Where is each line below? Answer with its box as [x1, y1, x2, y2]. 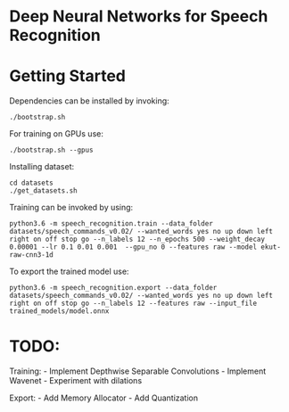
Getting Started [9, 66, 127, 87]
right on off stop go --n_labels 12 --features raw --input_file [9, 299, 257, 309]
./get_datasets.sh [9, 186, 78, 195]
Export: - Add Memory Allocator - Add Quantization [9, 392, 199, 403]
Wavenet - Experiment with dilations [9, 375, 143, 386]
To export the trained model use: [9, 266, 129, 277]
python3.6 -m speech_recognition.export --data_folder [9, 284, 218, 293]
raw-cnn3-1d [9, 251, 54, 260]
